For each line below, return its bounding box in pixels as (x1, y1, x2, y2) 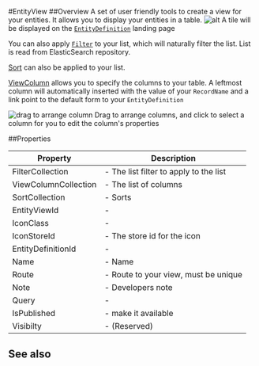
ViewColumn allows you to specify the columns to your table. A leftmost (8, 78, 242, 87)
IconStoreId (12, 231, 55, 241)
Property (37, 153, 72, 163)
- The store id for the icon (103, 231, 201, 241)
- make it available (103, 308, 174, 318)
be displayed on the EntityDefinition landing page (8, 24, 175, 32)
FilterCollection (12, 166, 69, 177)
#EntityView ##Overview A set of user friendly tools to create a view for (8, 7, 242, 16)
